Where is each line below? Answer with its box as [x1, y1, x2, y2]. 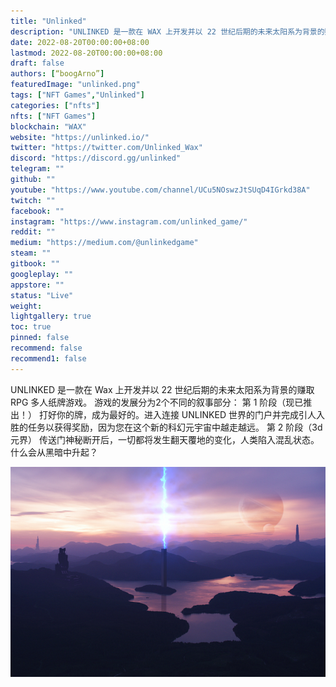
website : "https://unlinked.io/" [10, 132, 150, 142]
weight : [10, 301, 43, 311]
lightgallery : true [10, 311, 92, 322]
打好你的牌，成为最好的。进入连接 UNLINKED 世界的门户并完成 [38, 408, 299, 420]
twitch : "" [10, 195, 56, 205]
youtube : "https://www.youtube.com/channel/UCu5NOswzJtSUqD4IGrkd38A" [10, 185, 311, 195]
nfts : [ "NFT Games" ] [10, 111, 97, 121]
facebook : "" [10, 206, 65, 216]
